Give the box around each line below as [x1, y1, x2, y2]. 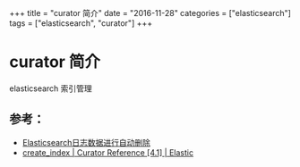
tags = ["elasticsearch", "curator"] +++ [9, 18, 153, 29]
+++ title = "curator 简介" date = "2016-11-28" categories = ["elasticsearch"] [9, 8, 291, 18]
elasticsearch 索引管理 [9, 83, 92, 94]
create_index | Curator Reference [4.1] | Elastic [21, 146, 194, 158]
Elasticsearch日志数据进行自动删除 [21, 137, 150, 147]
